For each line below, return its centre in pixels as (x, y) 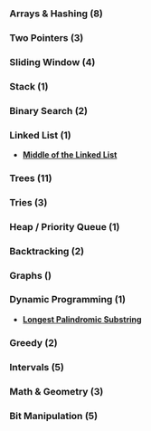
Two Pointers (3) (47, 37)
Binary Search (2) (49, 110)
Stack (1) (29, 86)
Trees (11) (31, 177)
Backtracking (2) (47, 251)
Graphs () (31, 275)
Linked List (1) (41, 135)
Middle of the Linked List (70, 154)
